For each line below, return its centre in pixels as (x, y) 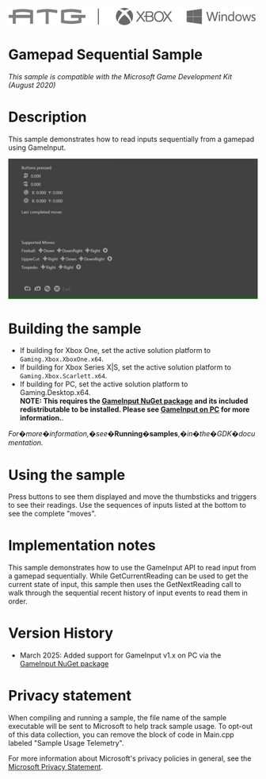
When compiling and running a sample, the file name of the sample (118, 718)
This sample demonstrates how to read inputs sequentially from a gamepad (131, 139)
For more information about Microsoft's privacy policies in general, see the (130, 758)
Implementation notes (82, 545)
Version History (61, 633)
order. (18, 601)
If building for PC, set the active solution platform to (104, 384)
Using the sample (66, 475)
